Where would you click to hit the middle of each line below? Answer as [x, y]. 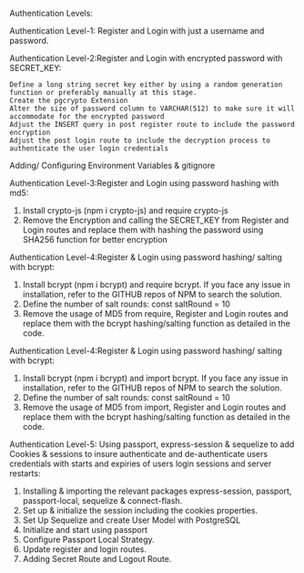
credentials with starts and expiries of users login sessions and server [141, 464]
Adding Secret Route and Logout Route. [97, 559]
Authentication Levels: [51, 13]
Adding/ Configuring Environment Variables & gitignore [112, 165]
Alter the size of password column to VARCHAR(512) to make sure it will [152, 109]
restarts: [25, 473]
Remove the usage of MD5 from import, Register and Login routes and [154, 407]
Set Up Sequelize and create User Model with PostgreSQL [132, 520]
